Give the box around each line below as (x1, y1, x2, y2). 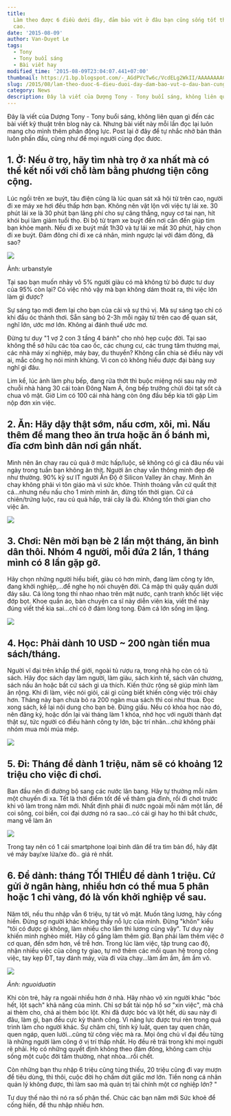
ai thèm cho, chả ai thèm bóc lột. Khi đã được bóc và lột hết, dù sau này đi (7, 1008, 217, 1016)
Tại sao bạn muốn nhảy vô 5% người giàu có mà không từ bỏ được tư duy (7, 277, 215, 286)
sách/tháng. (7, 648, 60, 659)
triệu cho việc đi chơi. (7, 768, 102, 780)
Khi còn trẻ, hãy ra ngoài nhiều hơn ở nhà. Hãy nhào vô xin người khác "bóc (7, 993, 221, 1002)
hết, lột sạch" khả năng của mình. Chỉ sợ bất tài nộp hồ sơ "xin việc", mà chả (7, 1001, 223, 1009)
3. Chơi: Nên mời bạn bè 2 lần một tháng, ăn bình (7, 535, 219, 547)
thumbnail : (7, 74, 38, 81)
